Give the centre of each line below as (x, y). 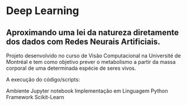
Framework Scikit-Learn (35, 97)
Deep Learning (42, 11)
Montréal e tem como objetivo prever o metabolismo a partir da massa (91, 62)
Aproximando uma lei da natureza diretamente (93, 33)
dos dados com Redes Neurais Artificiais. (83, 41)
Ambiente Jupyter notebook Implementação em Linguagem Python (87, 91)
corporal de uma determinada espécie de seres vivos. (71, 68)
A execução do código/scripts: (43, 79)
